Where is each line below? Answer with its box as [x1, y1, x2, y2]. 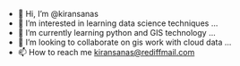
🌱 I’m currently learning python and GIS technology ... [17, 28, 217, 37]
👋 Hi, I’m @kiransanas [17, 9, 99, 19]
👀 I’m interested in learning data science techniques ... [17, 18, 219, 29]
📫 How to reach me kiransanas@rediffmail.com [17, 47, 195, 57]
